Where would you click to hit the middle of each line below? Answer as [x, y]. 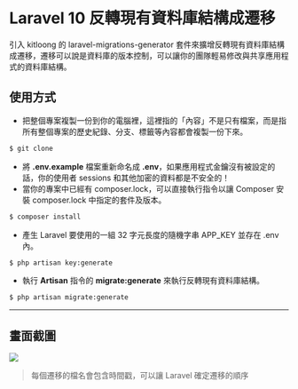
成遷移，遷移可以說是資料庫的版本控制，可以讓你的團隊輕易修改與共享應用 [145, 55]
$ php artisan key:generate [61, 263]
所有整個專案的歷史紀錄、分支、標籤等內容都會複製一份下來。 [135, 131]
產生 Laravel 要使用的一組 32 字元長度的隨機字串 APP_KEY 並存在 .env [150, 234]
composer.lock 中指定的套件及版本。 [99, 200]
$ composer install [45, 217]
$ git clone [31, 148]
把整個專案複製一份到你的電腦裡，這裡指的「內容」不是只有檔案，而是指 [154, 120]
